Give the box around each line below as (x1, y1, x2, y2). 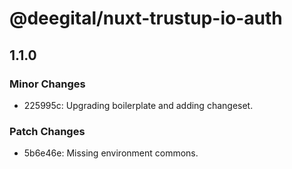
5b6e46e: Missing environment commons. (23, 147, 199, 159)
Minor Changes (9, 77, 86, 91)
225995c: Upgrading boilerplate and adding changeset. (23, 99, 254, 111)
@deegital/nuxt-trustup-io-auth (9, 7, 283, 30)
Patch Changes (9, 124, 86, 138)
